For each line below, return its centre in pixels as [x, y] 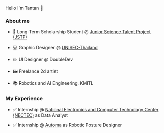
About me [18, 21]
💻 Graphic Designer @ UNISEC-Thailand [55, 48]
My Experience [24, 99]
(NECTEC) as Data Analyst [40, 115]
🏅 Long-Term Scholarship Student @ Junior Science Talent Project [82, 32]
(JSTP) [20, 37]
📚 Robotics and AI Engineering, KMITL [53, 83]
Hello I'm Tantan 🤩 [24, 8]
